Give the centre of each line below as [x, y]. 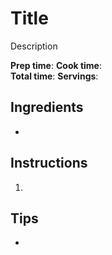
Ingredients [47, 107]
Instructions [49, 163]
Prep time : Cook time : [56, 65]
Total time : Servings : [54, 76]
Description [34, 46]
